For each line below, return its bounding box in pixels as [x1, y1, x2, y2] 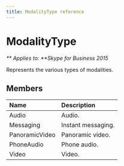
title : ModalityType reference [6, 8, 84, 15]
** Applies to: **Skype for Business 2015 [6, 55, 109, 62]
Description [61, 101, 96, 110]
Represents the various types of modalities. [6, 66, 114, 73]
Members [6, 83, 43, 93]
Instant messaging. [61, 121, 115, 129]
